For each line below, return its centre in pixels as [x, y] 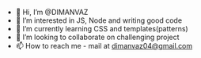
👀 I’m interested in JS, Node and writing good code [99, 20]
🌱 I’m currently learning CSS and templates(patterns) [102, 29]
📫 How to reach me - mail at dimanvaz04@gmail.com [104, 46]
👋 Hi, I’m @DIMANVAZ [52, 12]
